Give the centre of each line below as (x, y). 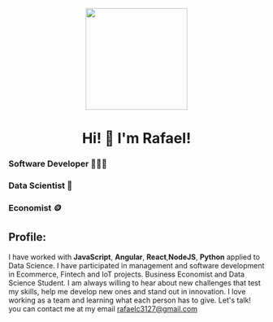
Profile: (27, 237)
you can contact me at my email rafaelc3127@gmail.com (103, 308)
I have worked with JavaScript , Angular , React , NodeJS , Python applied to (134, 257)
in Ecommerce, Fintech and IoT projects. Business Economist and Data (127, 274)
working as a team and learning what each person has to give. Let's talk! (130, 300)
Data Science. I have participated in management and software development (136, 265)
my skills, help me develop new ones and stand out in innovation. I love (127, 291)
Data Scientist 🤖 (41, 185)
